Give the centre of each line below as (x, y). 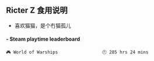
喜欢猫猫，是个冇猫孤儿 (43, 26)
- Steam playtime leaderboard (43, 39)
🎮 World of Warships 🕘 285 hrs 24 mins (77, 52)
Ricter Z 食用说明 (37, 10)
